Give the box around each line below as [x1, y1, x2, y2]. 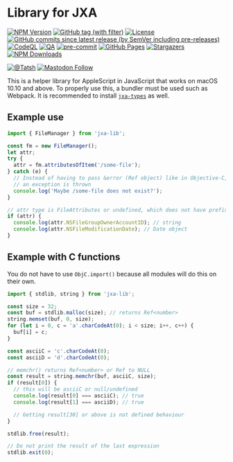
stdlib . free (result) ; [7, 430, 70, 437]
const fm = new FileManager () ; [7, 142, 98, 150]
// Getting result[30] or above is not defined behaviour [13, 411, 185, 418]
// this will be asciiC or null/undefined [13, 386, 138, 393]
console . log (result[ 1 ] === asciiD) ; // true [13, 398, 144, 406]
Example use [7, 112, 64, 123]
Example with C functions [7, 251, 121, 263]
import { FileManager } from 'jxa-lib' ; [7, 130, 126, 136]
